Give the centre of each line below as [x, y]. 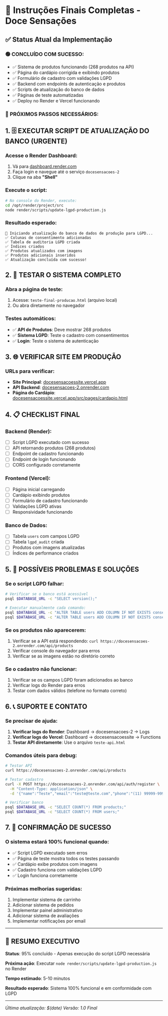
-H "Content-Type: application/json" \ [51, 789]
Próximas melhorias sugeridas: [44, 888]
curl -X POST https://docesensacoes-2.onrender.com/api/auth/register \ [82, 784]
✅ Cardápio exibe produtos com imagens [55, 864]
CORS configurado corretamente [46, 465]
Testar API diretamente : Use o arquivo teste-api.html [69, 742]
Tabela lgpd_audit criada [38, 542]
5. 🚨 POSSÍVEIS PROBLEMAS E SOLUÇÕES [72, 569]
